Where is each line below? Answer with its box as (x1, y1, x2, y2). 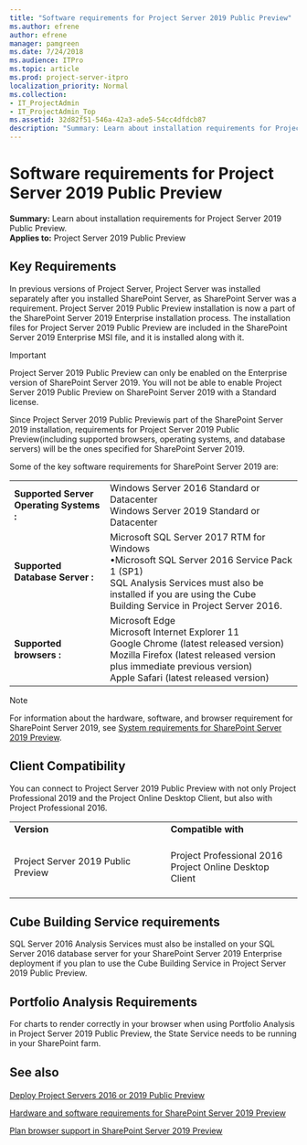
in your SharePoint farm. (9, 1038, 101, 1049)
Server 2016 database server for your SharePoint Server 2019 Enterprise (9, 948, 282, 959)
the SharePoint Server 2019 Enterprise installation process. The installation (9, 312, 291, 323)
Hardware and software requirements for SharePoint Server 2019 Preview (9, 1108, 286, 1118)
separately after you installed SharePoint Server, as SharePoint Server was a (9, 293, 297, 304)
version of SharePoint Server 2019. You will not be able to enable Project (9, 377, 282, 388)
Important (9, 349, 47, 360)
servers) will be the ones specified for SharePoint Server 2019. (9, 443, 245, 454)
